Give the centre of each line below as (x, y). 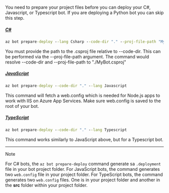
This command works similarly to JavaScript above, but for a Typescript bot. (84, 139)
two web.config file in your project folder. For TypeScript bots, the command (84, 174)
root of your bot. (22, 106)
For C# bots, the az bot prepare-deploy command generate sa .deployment (83, 164)
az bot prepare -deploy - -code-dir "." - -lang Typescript (66, 130)
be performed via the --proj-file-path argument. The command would (77, 56)
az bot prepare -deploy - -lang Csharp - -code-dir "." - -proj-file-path (81, 42)
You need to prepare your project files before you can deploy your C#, (78, 7)
